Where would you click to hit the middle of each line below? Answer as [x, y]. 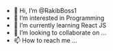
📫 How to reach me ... [45, 40]
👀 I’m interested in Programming [59, 18]
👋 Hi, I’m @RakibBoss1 [45, 11]
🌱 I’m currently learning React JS [60, 25]
